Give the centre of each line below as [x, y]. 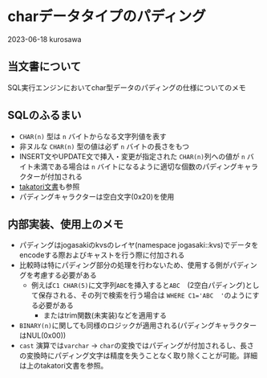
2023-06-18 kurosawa [44, 39]
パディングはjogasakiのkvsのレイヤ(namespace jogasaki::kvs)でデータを [139, 245]
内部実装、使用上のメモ [65, 224]
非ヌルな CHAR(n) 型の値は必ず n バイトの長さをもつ [104, 146]
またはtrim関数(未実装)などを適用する [105, 315]
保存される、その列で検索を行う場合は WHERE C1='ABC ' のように [146, 295]
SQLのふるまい [44, 115]
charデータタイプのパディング [107, 16]
